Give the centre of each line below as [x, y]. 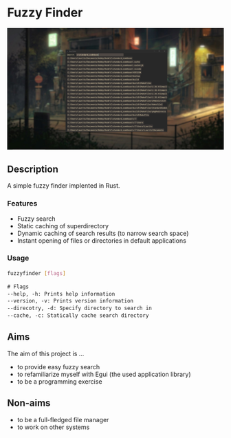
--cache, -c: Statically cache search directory [78, 316]
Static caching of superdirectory [63, 226]
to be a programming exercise [59, 381]
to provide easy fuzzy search [58, 366]
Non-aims [29, 403]
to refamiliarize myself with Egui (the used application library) [104, 374]
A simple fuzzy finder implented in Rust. [64, 186]
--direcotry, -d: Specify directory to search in [80, 308]
